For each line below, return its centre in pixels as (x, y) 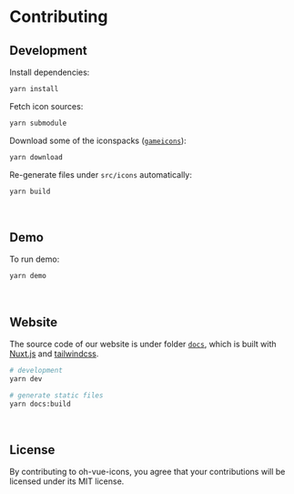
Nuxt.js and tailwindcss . (54, 354)
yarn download (36, 157)
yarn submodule (38, 123)
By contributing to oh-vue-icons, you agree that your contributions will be (147, 472)
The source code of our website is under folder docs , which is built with (143, 344)
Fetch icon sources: (46, 106)
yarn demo (28, 276)
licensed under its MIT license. (67, 481)
